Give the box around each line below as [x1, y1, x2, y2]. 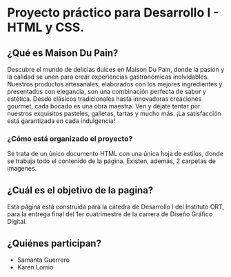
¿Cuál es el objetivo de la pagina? [7, 184, 154, 196]
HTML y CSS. [7, 19, 85, 35]
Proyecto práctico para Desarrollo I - [7, 5, 219, 21]
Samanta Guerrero [17, 256, 70, 264]
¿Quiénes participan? [7, 237, 102, 249]
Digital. [7, 218, 28, 226]
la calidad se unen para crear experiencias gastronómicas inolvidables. [7, 73, 209, 81]
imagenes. [7, 164, 37, 173]
